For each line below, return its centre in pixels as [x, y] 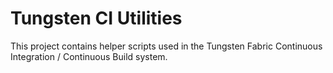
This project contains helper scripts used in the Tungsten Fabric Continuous [166, 46]
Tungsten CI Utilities [96, 18]
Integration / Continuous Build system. [89, 56]
